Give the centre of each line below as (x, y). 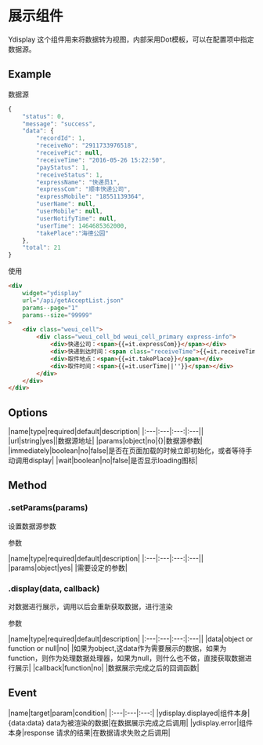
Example (30, 74)
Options (28, 413)
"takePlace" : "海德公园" (73, 233)
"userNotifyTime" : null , (77, 218)
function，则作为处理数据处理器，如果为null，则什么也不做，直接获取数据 (126, 658)
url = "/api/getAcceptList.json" (73, 300)
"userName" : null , (66, 204)
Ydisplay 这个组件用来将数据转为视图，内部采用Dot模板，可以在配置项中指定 (131, 39)
